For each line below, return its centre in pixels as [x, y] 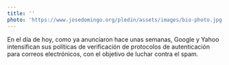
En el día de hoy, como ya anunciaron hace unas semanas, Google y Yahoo [113, 39]
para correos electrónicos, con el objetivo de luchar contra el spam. [103, 54]
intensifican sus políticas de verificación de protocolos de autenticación [109, 47]
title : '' [21, 13]
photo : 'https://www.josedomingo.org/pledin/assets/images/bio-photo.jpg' [116, 20]
